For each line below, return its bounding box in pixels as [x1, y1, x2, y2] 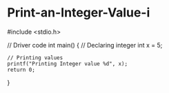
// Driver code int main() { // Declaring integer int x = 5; [7, 41, 163, 49]
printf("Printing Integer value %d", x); [7, 60, 128, 67]
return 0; [7, 66, 36, 73]
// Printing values [7, 54, 63, 61]
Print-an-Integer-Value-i [7, 5, 150, 21]
